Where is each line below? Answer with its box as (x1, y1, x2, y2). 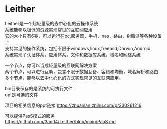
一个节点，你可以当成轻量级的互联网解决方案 (5, 62, 97, 68)
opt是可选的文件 (5, 91, 38, 98)
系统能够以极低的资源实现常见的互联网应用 (5, 26, 93, 33)
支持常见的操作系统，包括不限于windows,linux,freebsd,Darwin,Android (5, 45, 151, 51)
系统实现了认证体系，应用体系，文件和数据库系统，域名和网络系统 (5, 51, 141, 58)
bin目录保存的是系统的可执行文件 (5, 85, 73, 91)
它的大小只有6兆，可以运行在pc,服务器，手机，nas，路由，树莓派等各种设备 (5, 33, 162, 39)
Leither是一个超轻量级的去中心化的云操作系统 (5, 20, 98, 26)
